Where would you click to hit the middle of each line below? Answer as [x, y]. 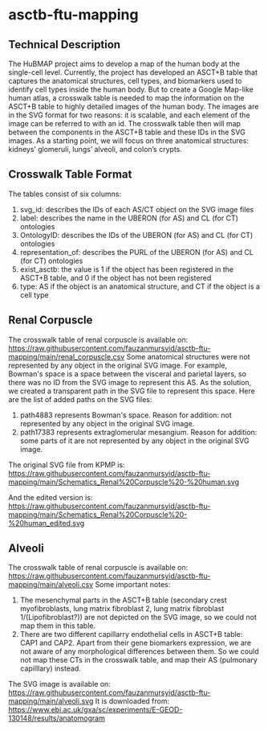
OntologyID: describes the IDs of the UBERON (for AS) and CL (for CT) [136, 235]
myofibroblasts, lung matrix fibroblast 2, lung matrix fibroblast [122, 609]
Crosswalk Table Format [70, 175]
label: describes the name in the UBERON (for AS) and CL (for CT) [129, 218]
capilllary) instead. [51, 668]
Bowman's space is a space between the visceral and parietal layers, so [128, 374]
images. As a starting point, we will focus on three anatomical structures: [128, 141]
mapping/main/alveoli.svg [51, 701]
